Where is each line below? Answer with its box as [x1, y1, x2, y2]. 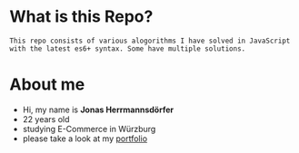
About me [9, 74, 85, 95]
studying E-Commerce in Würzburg [22, 123, 156, 134]
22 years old [22, 113, 70, 124]
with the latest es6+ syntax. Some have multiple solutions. [9, 43, 246, 53]
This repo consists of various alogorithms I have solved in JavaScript [9, 36, 291, 45]
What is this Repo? [9, 6, 154, 27]
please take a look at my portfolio [22, 133, 148, 144]
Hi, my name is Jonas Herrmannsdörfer [22, 104, 174, 115]
